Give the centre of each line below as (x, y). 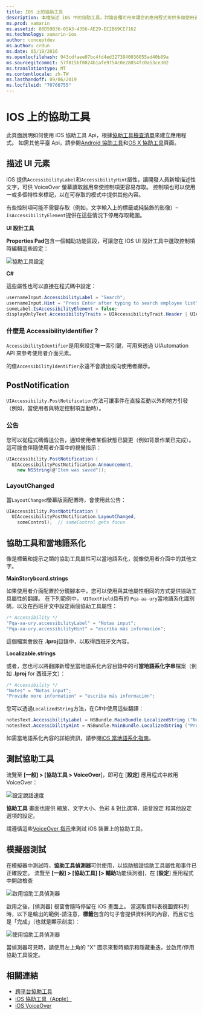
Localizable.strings (31, 653)
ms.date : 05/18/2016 (32, 52)
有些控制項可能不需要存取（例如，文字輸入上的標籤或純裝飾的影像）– (92, 207)
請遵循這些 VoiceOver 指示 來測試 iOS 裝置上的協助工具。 (76, 828)
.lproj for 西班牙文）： (39, 673)
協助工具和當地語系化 (46, 543)
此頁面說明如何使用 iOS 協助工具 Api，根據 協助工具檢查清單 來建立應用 (94, 135)
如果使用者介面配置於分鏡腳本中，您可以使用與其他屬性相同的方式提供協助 (99, 591)
